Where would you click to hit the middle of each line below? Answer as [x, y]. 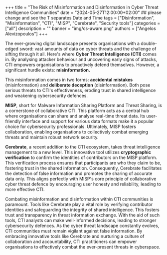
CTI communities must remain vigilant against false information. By [74, 231]
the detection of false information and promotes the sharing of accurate [79, 173]
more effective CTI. [25, 189]
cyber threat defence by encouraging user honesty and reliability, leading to [83, 184]
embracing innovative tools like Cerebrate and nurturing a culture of [75, 236]
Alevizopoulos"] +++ [26, 34]
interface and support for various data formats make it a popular [88, 121]
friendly [13, 121]
